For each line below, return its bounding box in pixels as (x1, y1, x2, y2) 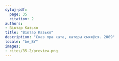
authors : (5, 21, 23, 26)
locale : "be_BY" (5, 39, 38, 44)
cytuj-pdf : (5, 7, 27, 12)
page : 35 (9, 12, 27, 17)
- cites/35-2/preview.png (5, 48, 58, 53)
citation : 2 (9, 16, 34, 21)
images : (5, 44, 21, 49)
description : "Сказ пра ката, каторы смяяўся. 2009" (5, 35, 115, 40)
